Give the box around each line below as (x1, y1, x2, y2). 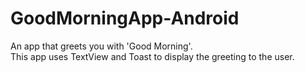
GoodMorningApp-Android (10, 7, 240, 30)
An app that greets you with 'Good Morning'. (10, 40, 193, 52)
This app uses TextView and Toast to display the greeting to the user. (10, 50, 295, 62)
